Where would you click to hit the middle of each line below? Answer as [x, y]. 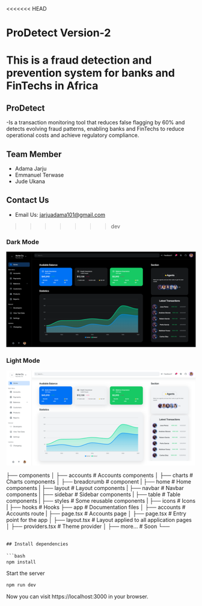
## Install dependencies [37, 544]
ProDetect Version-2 [59, 33]
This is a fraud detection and [79, 60]
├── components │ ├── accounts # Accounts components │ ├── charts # [100, 475]
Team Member [34, 154]
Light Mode [23, 361]
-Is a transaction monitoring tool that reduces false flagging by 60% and [96, 123]
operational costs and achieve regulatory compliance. [73, 135]
